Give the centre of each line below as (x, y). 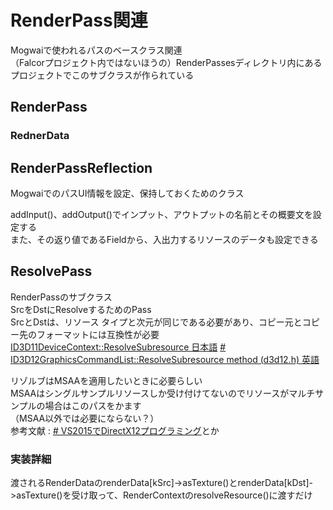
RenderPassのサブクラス (61, 297)
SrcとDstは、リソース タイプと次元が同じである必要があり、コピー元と (156, 322)
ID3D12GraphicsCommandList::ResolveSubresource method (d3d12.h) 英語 (165, 359)
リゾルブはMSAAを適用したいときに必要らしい (106, 380)
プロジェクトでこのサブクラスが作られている (102, 75)
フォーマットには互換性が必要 (98, 334)
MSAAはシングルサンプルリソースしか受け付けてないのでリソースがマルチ (163, 393)
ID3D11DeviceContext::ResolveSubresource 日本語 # (118, 347)
